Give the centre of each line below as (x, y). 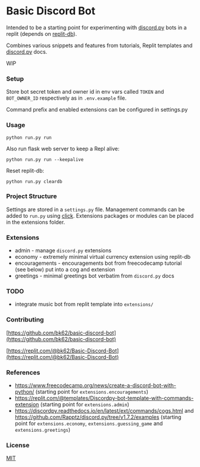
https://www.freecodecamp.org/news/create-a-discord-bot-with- (96, 385)
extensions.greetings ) (43, 430)
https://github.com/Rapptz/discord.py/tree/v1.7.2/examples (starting (98, 417)
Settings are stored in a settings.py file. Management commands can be (96, 209)
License (18, 445)
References (23, 372)
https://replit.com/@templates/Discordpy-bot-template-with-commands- (104, 398)
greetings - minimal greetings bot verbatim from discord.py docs (94, 276)
